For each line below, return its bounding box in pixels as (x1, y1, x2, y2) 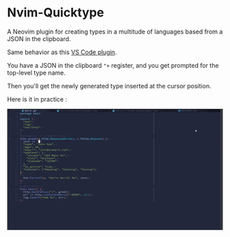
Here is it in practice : (7, 95, 67, 103)
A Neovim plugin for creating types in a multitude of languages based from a (7, 27, 223, 36)
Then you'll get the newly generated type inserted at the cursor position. (7, 82, 212, 90)
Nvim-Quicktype (7, 5, 105, 21)
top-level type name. (7, 68, 66, 77)
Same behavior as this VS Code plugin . (7, 48, 117, 56)
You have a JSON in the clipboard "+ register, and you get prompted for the (7, 61, 219, 69)
